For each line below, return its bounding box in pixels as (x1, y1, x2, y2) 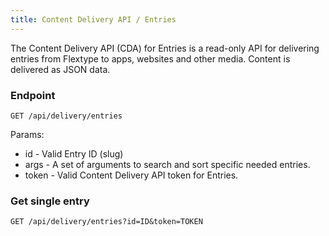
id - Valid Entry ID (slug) (24, 147, 124, 160)
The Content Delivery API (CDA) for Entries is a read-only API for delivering (10, 42, 320, 54)
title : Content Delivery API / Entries (10, 14, 177, 25)
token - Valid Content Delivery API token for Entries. (24, 169, 239, 181)
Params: (10, 128, 45, 140)
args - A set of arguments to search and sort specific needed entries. (24, 158, 311, 170)
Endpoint (10, 88, 56, 102)
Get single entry (10, 194, 90, 208)
